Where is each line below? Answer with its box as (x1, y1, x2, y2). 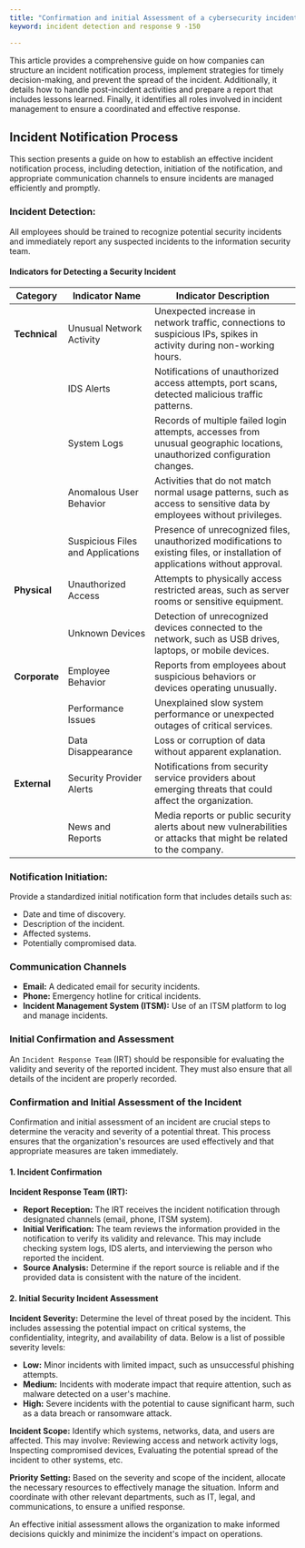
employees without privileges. (153, 508, 282, 521)
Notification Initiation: (9, 871, 109, 883)
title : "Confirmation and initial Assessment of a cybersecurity (9, 13, 261, 23)
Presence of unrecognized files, (153, 523, 290, 535)
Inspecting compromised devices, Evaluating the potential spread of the (9, 1445, 279, 1456)
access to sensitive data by (153, 497, 271, 510)
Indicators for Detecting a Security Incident (9, 266, 177, 278)
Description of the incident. (22, 919, 125, 930)
